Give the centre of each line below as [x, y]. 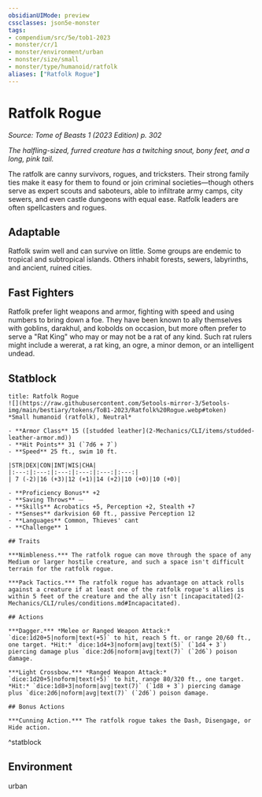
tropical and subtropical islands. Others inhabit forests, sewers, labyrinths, [128, 259]
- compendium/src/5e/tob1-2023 [59, 37]
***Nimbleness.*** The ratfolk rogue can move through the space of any [130, 555]
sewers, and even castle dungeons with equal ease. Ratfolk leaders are [123, 199]
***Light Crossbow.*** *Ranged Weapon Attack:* [88, 672]
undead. [22, 354]
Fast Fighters [41, 292]
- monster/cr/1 [33, 45]
